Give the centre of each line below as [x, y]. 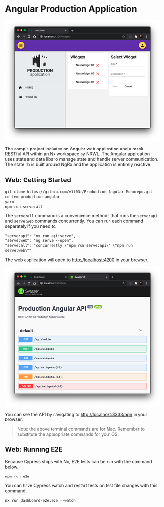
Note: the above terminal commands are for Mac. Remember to [81, 429]
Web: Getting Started [38, 180]
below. [12, 467]
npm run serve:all [24, 207]
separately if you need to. [31, 226]
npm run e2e [17, 476]
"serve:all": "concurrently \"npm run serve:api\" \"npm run [69, 246]
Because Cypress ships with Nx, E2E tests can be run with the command [79, 461]
